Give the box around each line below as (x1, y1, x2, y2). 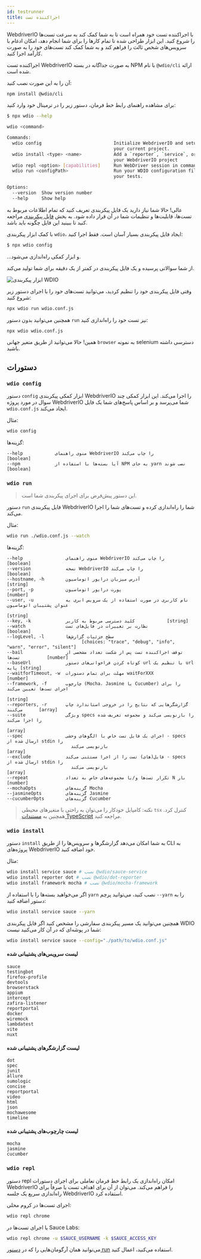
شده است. (7, 67, 31, 75)
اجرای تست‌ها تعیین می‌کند (7, 686, 69, 692)
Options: (7, 185, 29, 191)
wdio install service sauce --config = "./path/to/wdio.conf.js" (7, 937, 168, 944)
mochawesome (7, 1110, 36, 1116)
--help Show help (12, 195, 66, 201)
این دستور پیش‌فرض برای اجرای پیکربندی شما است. (21, 492, 137, 499)
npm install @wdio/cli (7, 91, 63, 97)
